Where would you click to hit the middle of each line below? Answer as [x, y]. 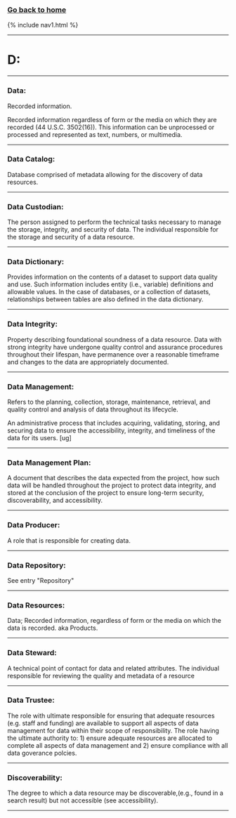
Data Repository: [37, 565]
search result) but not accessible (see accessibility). [83, 800]
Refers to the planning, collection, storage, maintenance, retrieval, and [109, 402]
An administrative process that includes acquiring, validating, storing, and [113, 423]
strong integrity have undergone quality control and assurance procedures [115, 347]
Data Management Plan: [49, 463]
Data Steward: [32, 653]
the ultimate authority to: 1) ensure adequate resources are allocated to [110, 738]
